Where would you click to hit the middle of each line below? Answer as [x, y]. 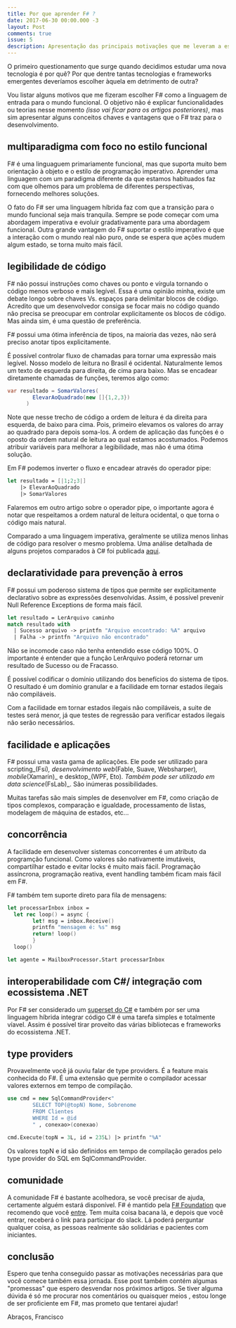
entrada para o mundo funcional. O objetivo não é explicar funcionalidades [115, 102]
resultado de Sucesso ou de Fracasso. [63, 666]
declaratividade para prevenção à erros [96, 573]
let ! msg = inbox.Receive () [73, 921]
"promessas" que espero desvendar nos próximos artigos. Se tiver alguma [115, 1289]
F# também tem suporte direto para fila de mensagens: [87, 895]
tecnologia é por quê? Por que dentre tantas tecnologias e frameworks [110, 74]
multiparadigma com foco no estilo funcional [107, 147]
